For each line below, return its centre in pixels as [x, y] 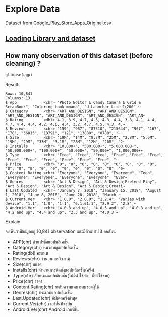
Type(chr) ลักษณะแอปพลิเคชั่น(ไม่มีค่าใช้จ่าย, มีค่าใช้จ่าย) [61, 276]
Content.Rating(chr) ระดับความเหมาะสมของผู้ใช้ [56, 287]
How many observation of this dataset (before [79, 56]
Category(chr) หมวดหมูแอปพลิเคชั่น [45, 248]
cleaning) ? [23, 63]
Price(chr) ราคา [27, 281]
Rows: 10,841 [19, 94]
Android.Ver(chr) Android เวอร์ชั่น [46, 309]
